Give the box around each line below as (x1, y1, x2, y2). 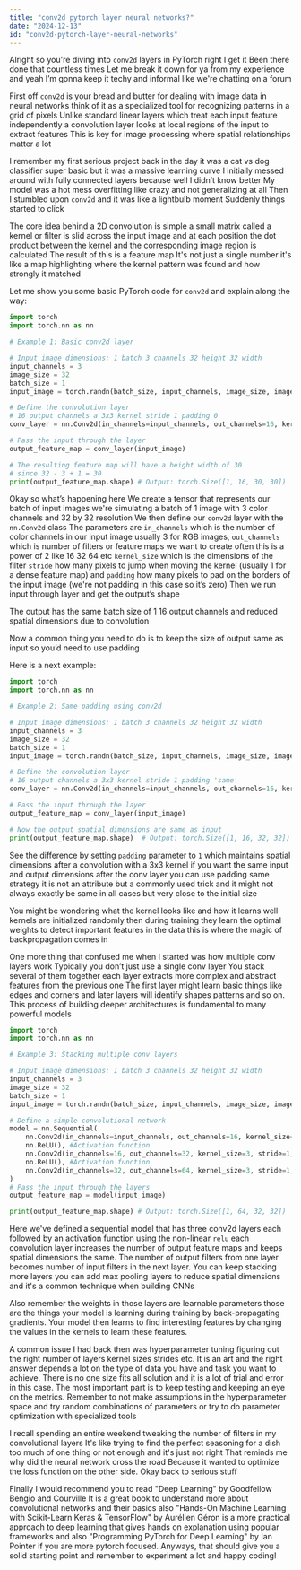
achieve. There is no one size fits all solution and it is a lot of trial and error (9, 1373, 284, 1383)
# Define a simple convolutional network (9, 1116, 167, 1125)
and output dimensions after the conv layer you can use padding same (9, 868, 271, 879)
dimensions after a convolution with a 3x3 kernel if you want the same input (9, 859, 288, 870)
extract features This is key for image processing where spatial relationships (9, 129, 291, 140)
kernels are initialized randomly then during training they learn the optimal (9, 914, 282, 925)
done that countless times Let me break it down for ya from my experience (9, 64, 285, 74)
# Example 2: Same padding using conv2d (9, 702, 163, 711)
